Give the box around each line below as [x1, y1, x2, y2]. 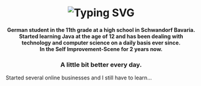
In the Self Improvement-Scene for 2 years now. [39, 45, 163, 52]
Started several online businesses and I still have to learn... [5, 74, 152, 81]
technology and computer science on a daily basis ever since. [21, 39, 181, 46]
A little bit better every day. [60, 60, 142, 69]
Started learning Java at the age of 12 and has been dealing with [19, 32, 183, 40]
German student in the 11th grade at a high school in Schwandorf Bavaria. [7, 26, 196, 33]
